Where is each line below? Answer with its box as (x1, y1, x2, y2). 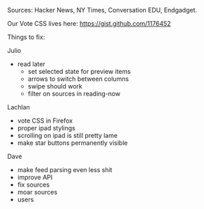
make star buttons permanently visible (17, 139, 128, 147)
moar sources (17, 188, 58, 196)
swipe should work (27, 82, 82, 90)
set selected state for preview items (27, 68, 131, 75)
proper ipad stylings (17, 124, 75, 132)
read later (17, 60, 45, 68)
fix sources (17, 180, 50, 189)
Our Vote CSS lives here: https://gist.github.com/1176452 (7, 20, 171, 27)
